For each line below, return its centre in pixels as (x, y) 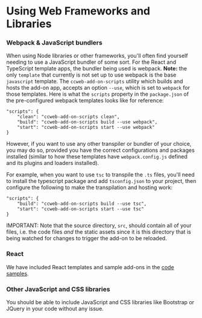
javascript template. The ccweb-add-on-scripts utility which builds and (95, 81)
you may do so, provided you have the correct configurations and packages (100, 150)
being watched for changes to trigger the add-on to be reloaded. (87, 238)
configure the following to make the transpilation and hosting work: (90, 187)
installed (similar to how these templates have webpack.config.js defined (97, 157)
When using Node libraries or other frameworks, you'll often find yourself (97, 56)
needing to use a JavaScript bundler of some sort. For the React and (91, 62)
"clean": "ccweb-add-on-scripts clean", (68, 117)
